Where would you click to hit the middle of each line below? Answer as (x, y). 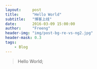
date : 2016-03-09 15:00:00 (40, 24)
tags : (11, 42)
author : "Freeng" (28, 28)
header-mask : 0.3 (23, 38)
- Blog (21, 47)
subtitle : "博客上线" (28, 19)
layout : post (23, 10)
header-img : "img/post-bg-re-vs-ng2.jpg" (49, 33)
